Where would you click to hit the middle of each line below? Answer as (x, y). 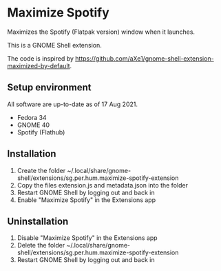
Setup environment (49, 88)
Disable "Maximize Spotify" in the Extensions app (87, 238)
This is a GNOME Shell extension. (54, 45)
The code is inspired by (41, 58)
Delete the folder (41, 245)
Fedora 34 (32, 117)
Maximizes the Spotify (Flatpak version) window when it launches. (101, 32)
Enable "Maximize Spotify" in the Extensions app (86, 200)
